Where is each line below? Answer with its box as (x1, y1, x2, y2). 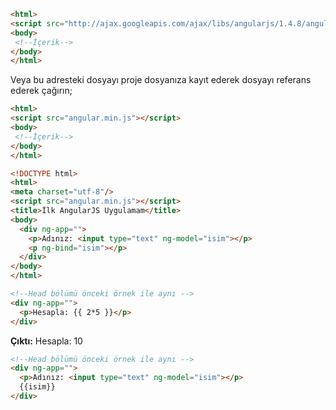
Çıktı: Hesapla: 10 (10, 335, 83, 347)
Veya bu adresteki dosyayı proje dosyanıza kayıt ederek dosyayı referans (10, 74, 312, 86)
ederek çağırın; (10, 85, 73, 97)
